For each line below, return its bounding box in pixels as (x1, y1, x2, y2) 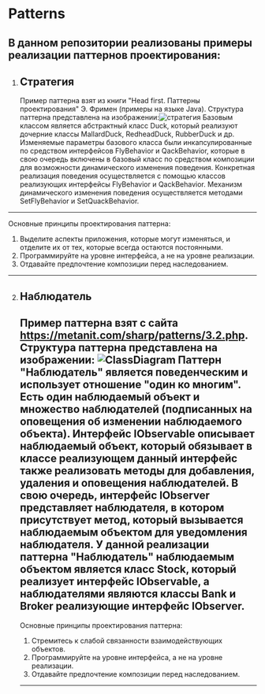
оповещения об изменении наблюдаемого (19, 415, 243, 429)
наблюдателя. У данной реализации (19, 538, 210, 551)
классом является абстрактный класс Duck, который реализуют (19, 121, 238, 131)
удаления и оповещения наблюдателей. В (19, 477, 239, 490)
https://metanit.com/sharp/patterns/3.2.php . (19, 328, 248, 343)
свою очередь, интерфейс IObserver (19, 489, 211, 503)
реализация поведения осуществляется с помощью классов (19, 171, 226, 181)
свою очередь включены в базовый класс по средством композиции (19, 154, 255, 164)
